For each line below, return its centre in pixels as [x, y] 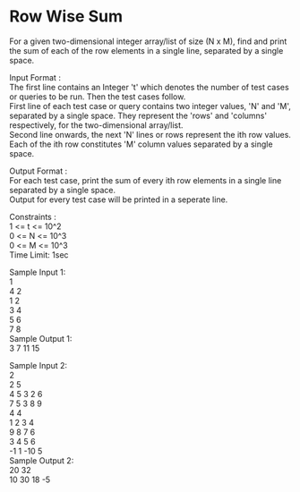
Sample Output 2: [42, 460]
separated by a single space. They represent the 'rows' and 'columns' [138, 115]
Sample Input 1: [38, 272]
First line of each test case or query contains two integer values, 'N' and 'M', [150, 106]
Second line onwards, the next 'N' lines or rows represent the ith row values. [150, 134]
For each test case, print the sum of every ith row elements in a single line [146, 180]
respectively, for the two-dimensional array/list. [96, 125]
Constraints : [33, 216]
